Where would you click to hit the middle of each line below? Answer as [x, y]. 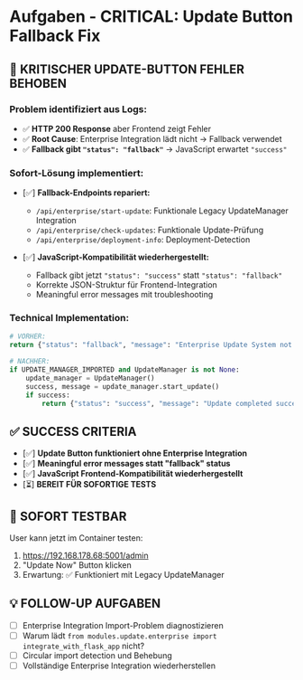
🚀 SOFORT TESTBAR [68, 516]
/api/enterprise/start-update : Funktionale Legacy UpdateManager [162, 211]
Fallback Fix [55, 36]
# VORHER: [28, 336]
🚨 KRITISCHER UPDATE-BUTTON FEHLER [127, 69]
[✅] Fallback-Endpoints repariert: [86, 193]
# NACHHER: [30, 362]
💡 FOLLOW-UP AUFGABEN [85, 604]
